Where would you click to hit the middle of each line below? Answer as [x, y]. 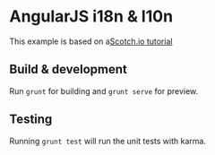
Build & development [68, 69]
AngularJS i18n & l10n [91, 17]
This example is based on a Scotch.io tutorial [91, 41]
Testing [31, 120]
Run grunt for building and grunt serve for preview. [104, 90]
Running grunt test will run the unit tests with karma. [107, 141]
